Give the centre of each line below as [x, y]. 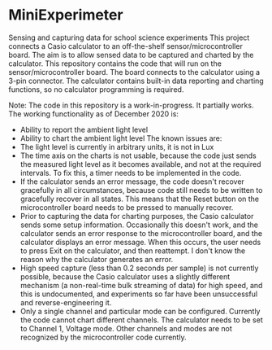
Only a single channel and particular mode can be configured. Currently [140, 311]
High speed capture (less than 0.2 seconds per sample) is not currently [139, 268]
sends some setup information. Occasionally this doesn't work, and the [139, 225]
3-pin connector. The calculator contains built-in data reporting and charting [136, 81]
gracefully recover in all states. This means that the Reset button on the [140, 199]
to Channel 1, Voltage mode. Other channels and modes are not [126, 328]
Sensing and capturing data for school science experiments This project [129, 37]
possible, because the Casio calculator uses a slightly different [125, 276]
